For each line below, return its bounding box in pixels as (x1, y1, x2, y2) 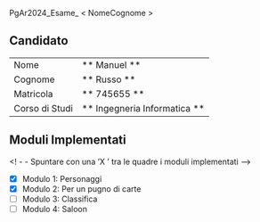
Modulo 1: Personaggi (21, 173, 102, 184)
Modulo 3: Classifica (21, 193, 98, 204)
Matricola (13, 87, 53, 100)
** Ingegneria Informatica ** (81, 102, 205, 114)
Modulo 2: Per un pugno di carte (21, 183, 142, 194)
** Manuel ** (81, 58, 141, 70)
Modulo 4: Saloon (21, 203, 87, 214)
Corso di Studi (13, 102, 74, 114)
